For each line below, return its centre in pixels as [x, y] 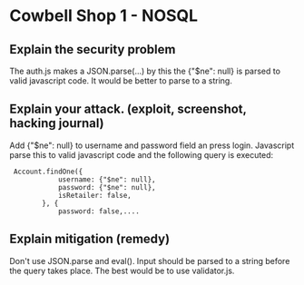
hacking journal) [57, 123]
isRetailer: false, [94, 195]
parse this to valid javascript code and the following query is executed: [142, 154]
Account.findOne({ [48, 172]
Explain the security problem [93, 49]
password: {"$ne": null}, [107, 187]
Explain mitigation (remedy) [90, 239]
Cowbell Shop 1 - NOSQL [103, 16]
